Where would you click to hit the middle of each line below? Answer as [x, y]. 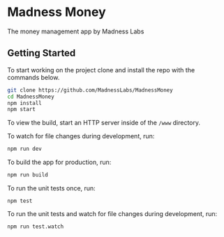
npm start [22, 109]
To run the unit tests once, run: [51, 188]
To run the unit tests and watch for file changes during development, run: [112, 214]
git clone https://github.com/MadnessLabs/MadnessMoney [90, 90]
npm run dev [24, 149]
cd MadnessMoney [31, 97]
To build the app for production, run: [59, 162]
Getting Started [42, 53]
